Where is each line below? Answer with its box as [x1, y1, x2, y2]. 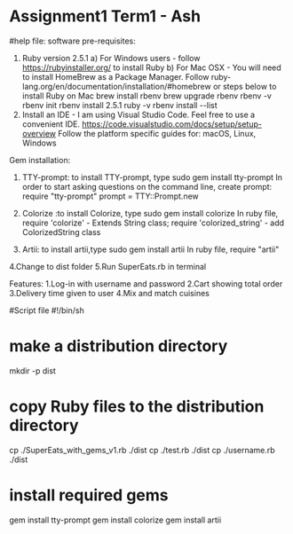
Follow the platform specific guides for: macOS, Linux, [57, 128, 257, 138]
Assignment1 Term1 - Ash [9, 6, 202, 27]
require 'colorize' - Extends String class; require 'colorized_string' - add [21, 217, 285, 228]
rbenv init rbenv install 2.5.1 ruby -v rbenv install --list [21, 99, 218, 110]
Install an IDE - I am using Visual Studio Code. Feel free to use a [21, 109, 256, 120]
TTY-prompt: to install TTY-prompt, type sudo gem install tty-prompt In [21, 171, 282, 183]
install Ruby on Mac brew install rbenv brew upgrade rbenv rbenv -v [21, 90, 273, 101]
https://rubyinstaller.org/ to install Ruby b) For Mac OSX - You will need [21, 62, 281, 73]
